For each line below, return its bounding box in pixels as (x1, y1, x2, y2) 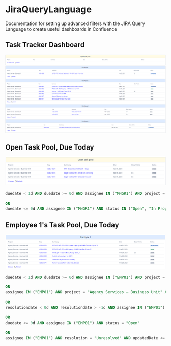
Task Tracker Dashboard (5, 41, 85, 50)
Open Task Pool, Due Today (5, 143, 94, 152)
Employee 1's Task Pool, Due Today (5, 220, 119, 229)
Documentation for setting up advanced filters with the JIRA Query (5, 20, 145, 27)
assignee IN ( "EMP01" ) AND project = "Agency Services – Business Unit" (5, 290, 163, 295)
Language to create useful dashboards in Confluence (5, 26, 117, 32)
